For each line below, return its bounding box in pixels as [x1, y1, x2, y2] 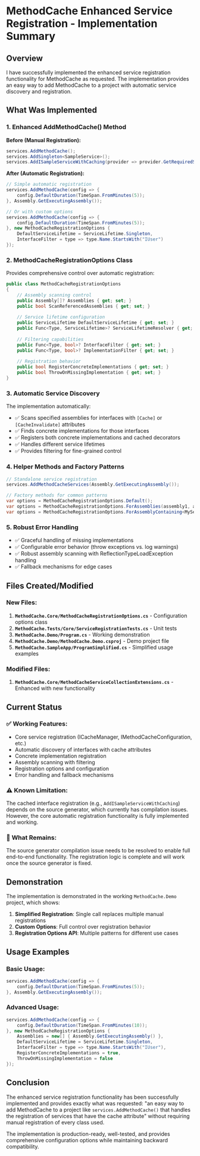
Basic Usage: [6, 964, 45, 973]
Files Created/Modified [6, 580, 94, 591]
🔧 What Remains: [6, 833, 57, 842]
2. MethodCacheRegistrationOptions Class [6, 256, 133, 264]
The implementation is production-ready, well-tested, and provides [6, 1130, 171, 1138]
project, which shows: [6, 899, 61, 906]
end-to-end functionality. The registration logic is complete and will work [6, 853, 185, 861]
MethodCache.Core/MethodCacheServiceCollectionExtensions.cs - [14, 679, 174, 686]
